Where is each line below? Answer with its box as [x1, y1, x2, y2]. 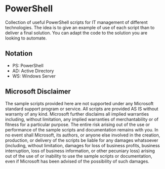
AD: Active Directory [12, 68, 54, 74]
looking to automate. [5, 35, 47, 41]
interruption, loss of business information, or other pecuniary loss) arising [5, 148, 155, 154]
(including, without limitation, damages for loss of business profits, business [5, 142, 160, 148]
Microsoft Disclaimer [5, 87, 71, 96]
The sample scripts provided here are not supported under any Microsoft [5, 100, 154, 106]
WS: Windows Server [12, 73, 56, 79]
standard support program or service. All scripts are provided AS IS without [5, 106, 159, 112]
